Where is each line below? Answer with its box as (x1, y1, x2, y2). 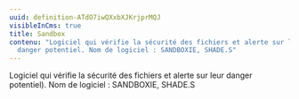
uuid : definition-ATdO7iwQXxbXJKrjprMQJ (9, 12, 162, 22)
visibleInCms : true (9, 21, 82, 30)
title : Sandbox (9, 29, 66, 38)
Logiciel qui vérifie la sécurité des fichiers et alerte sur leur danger (9, 70, 253, 80)
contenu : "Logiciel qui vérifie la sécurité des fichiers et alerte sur (9, 37, 285, 47)
